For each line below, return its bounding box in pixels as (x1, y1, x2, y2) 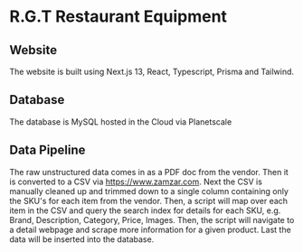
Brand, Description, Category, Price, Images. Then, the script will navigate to (9, 214, 295, 225)
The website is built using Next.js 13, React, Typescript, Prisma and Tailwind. (9, 66, 295, 77)
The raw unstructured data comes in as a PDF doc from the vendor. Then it (9, 166, 289, 177)
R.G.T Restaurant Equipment (9, 6, 228, 27)
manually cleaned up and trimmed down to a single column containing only (9, 185, 289, 196)
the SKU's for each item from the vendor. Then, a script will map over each (9, 195, 288, 206)
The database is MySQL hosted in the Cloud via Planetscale (9, 116, 232, 127)
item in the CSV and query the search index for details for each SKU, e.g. (9, 205, 281, 216)
